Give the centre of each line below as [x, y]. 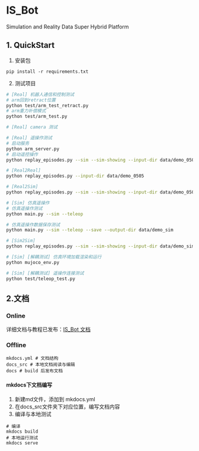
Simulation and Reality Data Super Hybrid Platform [68, 27]
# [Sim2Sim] [21, 241]
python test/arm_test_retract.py [47, 105]
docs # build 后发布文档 [35, 371]
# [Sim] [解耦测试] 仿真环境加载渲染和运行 [54, 257]
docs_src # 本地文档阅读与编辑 [41, 365]
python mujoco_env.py [33, 262]
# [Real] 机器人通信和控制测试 [40, 94]
